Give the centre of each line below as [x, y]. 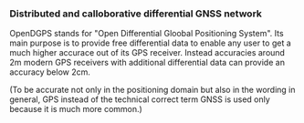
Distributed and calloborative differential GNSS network [136, 14]
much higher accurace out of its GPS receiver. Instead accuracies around [147, 53]
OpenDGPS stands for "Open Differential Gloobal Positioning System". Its [147, 34]
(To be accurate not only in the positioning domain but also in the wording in [152, 90]
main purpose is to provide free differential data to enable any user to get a [151, 43]
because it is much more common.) [76, 109]
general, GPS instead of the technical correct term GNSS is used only [140, 99]
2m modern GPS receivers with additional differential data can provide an [147, 63]
